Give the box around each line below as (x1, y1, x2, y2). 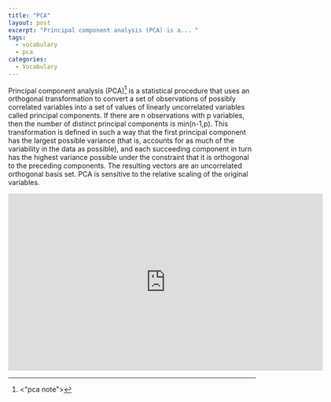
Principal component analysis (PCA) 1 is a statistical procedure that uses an (8, 84, 250, 95)
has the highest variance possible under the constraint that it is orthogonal (8, 153, 249, 162)
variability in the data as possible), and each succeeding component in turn (8, 144, 252, 154)
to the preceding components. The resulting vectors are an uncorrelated (8, 161, 242, 170)
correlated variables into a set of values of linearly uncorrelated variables (8, 102, 245, 112)
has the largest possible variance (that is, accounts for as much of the (8, 136, 234, 146)
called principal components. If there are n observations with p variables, (8, 111, 245, 121)
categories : (8, 56, 47, 64)
